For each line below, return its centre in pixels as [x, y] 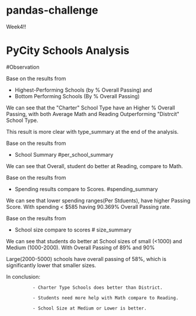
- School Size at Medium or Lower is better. [89, 308]
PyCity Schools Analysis [68, 51]
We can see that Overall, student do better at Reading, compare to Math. [95, 166]
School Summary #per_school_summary [64, 154]
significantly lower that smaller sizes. [51, 265]
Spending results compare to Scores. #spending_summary [86, 189]
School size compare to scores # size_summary [73, 230]
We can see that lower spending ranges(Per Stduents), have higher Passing [98, 200]
